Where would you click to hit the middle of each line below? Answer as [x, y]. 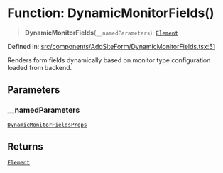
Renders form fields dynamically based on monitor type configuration [109, 60]
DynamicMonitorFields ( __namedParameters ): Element [102, 33]
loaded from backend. [40, 67]
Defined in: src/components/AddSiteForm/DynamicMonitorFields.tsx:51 [111, 46]
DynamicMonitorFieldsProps [47, 125]
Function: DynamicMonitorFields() [111, 13]
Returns [26, 147]
